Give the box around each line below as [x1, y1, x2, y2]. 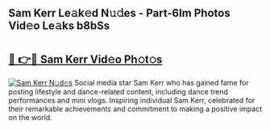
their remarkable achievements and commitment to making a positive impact [8, 104, 263, 114]
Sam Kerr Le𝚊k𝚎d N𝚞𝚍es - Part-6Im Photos [8, 6, 231, 20]
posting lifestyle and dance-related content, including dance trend [8, 87, 228, 96]
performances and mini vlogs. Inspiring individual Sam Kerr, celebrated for [8, 96, 255, 105]
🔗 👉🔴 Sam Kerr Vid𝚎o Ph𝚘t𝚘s [8, 52, 163, 66]
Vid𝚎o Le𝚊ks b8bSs [8, 19, 110, 33]
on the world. [8, 113, 52, 122]
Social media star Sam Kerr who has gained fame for [73, 78, 249, 87]
